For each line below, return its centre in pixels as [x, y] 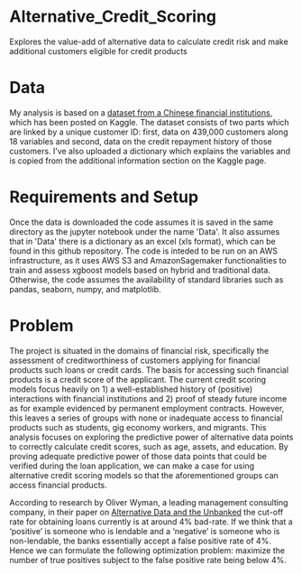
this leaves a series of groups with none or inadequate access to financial [146, 418]
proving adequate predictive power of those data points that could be [138, 456]
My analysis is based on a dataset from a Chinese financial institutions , [141, 112]
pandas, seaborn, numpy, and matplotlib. [85, 289]
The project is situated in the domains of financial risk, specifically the [139, 350]
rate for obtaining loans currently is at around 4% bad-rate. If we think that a [151, 522]
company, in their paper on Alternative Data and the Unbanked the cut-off [146, 512]
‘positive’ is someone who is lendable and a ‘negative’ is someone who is [145, 531]
